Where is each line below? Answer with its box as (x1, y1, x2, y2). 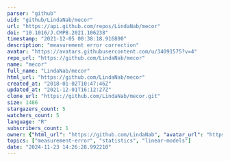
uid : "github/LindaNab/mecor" (7, 16, 94, 23)
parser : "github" (7, 10, 57, 17)
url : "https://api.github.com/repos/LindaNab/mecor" (7, 23, 161, 29)
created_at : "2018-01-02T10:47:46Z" (7, 80, 112, 87)
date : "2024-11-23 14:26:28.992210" (7, 144, 112, 151)
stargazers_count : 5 (7, 106, 66, 112)
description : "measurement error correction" (7, 42, 139, 49)
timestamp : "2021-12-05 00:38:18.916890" (7, 36, 127, 42)
